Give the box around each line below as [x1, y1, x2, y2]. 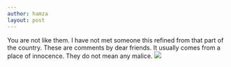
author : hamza [7, 10, 49, 17]
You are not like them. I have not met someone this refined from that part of [7, 36, 224, 44]
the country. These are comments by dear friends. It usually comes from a [7, 43, 221, 52]
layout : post [7, 17, 45, 24]
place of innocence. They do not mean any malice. [7, 52, 153, 60]
